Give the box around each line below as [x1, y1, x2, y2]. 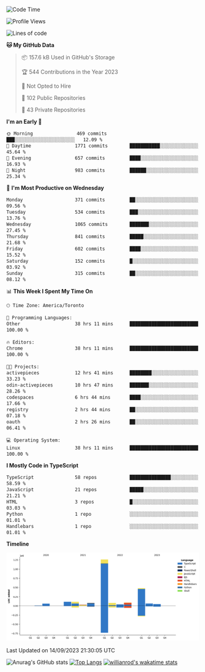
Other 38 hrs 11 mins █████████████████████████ [6, 321, 199, 327]
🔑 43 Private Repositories [21, 106, 86, 113]
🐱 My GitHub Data [6, 42, 55, 48]
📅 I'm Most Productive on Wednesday [6, 184, 104, 191]
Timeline [6, 540, 29, 548]
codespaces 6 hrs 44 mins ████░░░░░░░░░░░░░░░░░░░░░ [6, 395, 199, 401]
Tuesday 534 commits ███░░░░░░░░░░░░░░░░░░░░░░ [6, 209, 199, 215]
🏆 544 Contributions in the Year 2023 [21, 68, 118, 75]
